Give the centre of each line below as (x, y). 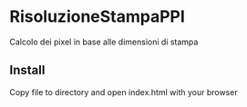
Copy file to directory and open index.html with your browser (124, 92)
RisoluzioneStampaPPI (97, 17)
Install (27, 70)
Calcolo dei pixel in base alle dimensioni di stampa (104, 42)
